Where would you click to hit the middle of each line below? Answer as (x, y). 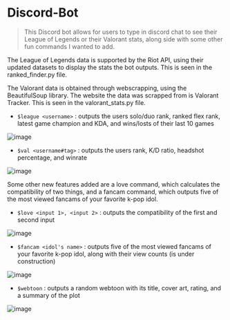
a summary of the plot (49, 295)
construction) (36, 261)
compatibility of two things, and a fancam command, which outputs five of (113, 191)
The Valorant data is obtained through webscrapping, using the (97, 88)
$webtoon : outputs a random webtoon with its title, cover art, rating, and (119, 288)
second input (36, 220)
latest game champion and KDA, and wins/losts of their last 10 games (115, 123)
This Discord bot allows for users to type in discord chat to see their (121, 32)
